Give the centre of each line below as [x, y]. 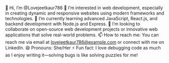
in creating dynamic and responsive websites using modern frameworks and [85, 13]
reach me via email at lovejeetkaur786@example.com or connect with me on [85, 42]
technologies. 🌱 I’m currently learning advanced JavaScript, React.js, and [81, 18]
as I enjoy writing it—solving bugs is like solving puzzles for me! [71, 55]
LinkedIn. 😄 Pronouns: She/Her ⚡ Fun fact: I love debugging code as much [83, 48]
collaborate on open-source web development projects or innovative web [81, 29]
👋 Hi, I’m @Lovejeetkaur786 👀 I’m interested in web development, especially [84, 8]
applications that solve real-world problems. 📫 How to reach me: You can [82, 35]
